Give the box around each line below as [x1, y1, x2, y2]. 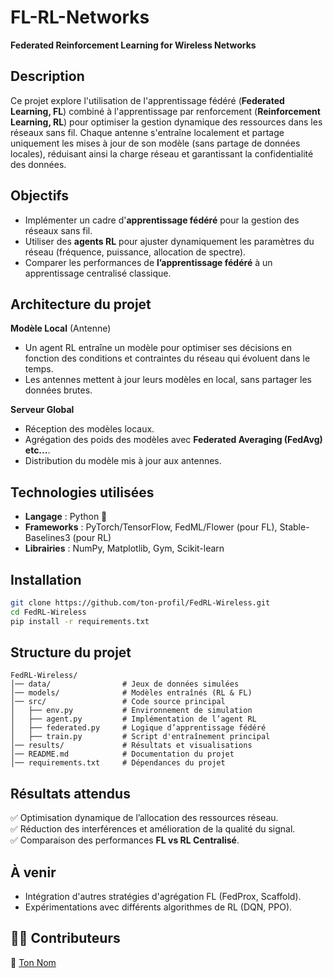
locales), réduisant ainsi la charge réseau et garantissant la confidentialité [10, 147, 314, 160]
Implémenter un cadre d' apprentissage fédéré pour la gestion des [24, 214, 300, 226]
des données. [10, 158, 67, 170]
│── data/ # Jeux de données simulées [10, 679, 240, 690]
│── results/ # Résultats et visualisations [10, 741, 253, 751]
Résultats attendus [10, 785, 131, 802]
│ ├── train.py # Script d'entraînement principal [10, 732, 271, 742]
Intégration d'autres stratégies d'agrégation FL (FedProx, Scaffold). [24, 891, 302, 903]
